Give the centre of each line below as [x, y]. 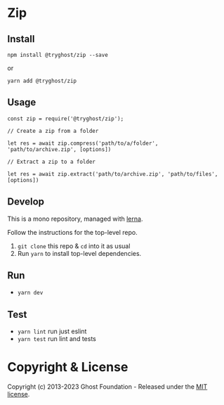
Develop [26, 202]
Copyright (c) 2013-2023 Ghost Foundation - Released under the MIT [107, 387]
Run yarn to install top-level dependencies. [79, 253]
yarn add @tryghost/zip [42, 81]
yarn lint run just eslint [52, 331]
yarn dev [30, 293]
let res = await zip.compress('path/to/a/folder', [83, 143]
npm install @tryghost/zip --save [58, 55]
